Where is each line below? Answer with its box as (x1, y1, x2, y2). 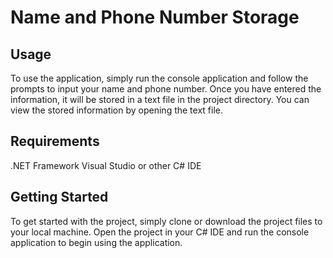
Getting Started (10, 189, 109, 206)
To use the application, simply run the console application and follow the (10, 72, 309, 84)
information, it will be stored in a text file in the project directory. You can (10, 94, 310, 105)
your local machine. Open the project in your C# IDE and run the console (10, 226, 310, 238)
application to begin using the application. (10, 236, 183, 248)
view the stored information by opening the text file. (10, 104, 224, 116)
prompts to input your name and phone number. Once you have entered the (10, 83, 322, 95)
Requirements (10, 133, 100, 150)
